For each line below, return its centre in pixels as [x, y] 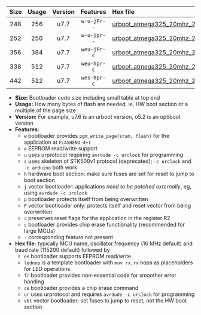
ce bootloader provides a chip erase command [81, 288]
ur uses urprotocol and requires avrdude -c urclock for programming [109, 294]
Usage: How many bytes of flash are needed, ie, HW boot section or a [101, 104]
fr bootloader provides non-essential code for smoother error [100, 275]
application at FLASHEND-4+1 [57, 142]
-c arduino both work [51, 167]
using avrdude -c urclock [56, 193]
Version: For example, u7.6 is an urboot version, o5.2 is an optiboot [98, 117]
